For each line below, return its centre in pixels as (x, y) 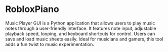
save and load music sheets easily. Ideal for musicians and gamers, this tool (84, 39)
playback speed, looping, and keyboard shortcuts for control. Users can (80, 33)
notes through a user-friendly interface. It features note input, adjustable (81, 28)
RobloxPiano (32, 9)
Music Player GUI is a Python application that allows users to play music (80, 23)
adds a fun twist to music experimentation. (50, 44)
